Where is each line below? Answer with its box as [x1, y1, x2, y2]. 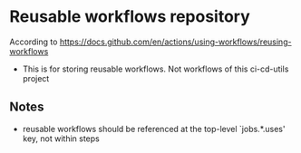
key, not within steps [22, 133, 100, 144]
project [22, 72, 50, 83]
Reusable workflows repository [9, 6, 251, 27]
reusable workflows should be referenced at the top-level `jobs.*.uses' [22, 123, 286, 134]
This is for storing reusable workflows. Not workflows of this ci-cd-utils [22, 63, 289, 74]
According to [9, 36, 58, 47]
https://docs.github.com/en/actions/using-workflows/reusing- [59, 36, 292, 47]
